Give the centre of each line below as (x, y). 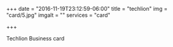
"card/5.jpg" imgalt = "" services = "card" (58, 15)
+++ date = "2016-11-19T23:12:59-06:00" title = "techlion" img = (87, 9)
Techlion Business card (36, 38)
